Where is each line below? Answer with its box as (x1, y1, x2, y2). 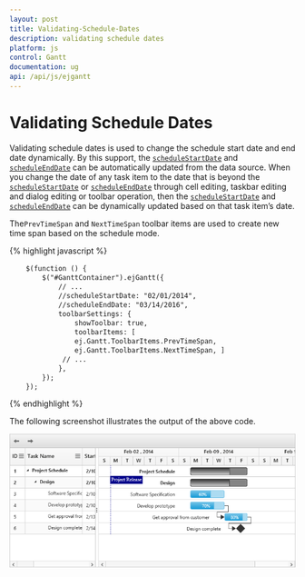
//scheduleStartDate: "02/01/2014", (57, 291, 197, 300)
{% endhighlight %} (9, 398, 84, 409)
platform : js (9, 44, 59, 53)
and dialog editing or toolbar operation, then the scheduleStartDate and (9, 191, 277, 202)
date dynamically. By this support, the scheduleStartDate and (9, 152, 239, 163)
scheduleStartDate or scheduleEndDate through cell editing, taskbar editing (9, 181, 288, 192)
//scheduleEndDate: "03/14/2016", (57, 300, 189, 309)
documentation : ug (9, 63, 79, 72)
